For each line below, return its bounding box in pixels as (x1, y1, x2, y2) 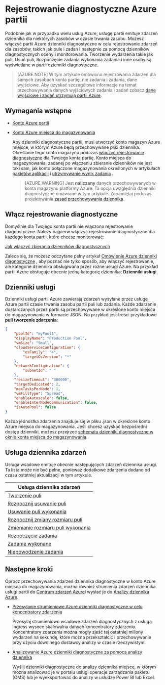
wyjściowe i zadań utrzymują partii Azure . (17, 92, 102, 98)
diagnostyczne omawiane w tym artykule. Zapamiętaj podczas (24, 190, 152, 196)
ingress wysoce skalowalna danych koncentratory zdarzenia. (12, 624, 136, 630)
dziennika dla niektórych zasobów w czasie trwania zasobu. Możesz (5, 36, 144, 42)
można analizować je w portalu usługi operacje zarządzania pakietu (12, 669, 150, 675)
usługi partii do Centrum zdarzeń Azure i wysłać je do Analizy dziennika (5, 589, 149, 595)
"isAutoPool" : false (14, 405, 56, 410)
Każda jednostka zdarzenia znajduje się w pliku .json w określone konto (5, 419, 151, 424)
